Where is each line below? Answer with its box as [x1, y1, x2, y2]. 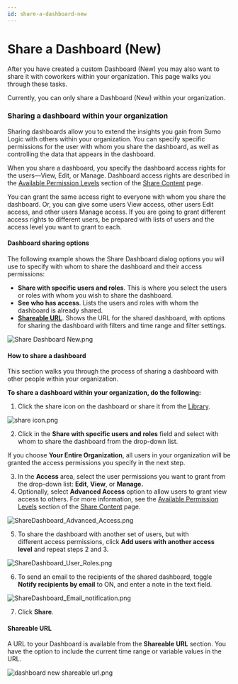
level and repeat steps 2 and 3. [17, 545, 109, 554]
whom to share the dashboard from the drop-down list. [17, 438, 178, 446]
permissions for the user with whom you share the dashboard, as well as [7, 142, 220, 151]
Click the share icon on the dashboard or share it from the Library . [17, 402, 210, 411]
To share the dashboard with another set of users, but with [17, 530, 189, 538]
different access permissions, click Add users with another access [17, 538, 215, 546]
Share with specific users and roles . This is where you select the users [17, 283, 227, 292]
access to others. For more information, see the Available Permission [17, 495, 219, 504]
